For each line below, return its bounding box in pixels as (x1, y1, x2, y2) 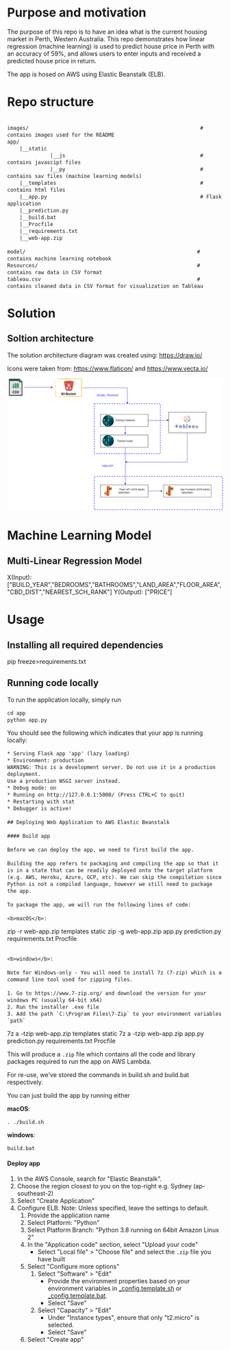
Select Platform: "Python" (27, 1219, 100, 1227)
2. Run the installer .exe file (7, 1004, 99, 1010)
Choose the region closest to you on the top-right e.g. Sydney (16, 1182, 192, 1191)
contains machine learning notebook (7, 255, 112, 262)
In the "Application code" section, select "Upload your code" (27, 1241, 199, 1249)
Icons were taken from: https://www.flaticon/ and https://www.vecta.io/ (7, 364, 208, 373)
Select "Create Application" (16, 1197, 95, 1205)
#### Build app (7, 832, 51, 839)
